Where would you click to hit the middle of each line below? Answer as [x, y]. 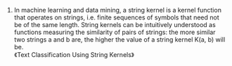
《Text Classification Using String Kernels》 [74, 55]
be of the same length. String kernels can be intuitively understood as [115, 25]
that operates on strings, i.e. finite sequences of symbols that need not [116, 17]
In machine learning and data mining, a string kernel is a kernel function [117, 10]
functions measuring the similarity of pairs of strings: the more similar [115, 32]
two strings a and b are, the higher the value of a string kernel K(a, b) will [120, 40]
